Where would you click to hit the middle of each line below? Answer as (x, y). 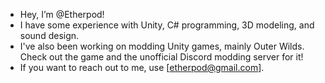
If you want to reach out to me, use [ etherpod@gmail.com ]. (142, 67)
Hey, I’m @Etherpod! (62, 14)
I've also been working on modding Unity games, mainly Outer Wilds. (162, 46)
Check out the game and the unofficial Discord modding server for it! (161, 57)
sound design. (49, 35)
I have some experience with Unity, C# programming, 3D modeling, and (167, 25)
